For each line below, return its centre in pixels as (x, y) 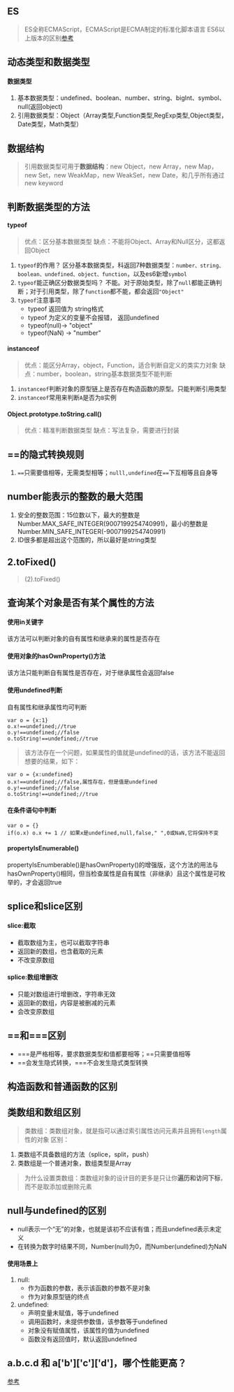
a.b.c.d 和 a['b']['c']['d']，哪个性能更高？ (97, 1363)
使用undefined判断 (35, 690)
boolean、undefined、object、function (72, 274)
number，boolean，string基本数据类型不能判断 (104, 374)
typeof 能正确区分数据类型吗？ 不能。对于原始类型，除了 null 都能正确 (117, 282)
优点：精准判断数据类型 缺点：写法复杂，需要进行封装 (102, 430)
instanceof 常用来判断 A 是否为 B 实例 (67, 398)
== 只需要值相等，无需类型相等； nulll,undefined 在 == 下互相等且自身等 (117, 473)
